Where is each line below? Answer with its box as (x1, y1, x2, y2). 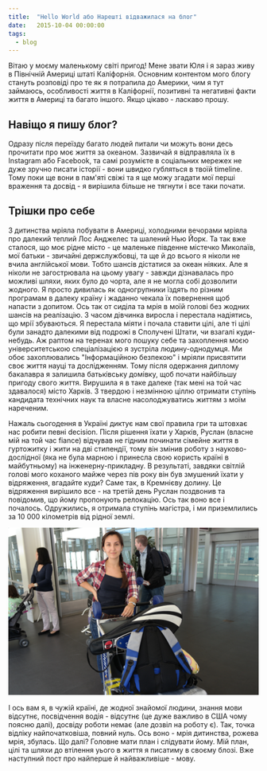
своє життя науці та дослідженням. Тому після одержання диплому (8, 361, 240, 370)
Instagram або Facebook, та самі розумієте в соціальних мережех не (8, 156, 242, 166)
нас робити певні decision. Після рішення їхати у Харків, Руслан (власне (8, 427, 253, 436)
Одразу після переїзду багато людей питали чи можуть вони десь (8, 139, 234, 149)
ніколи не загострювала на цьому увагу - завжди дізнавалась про (8, 268, 234, 277)
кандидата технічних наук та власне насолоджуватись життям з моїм (8, 394, 246, 404)
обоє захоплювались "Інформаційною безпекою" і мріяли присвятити (8, 352, 246, 362)
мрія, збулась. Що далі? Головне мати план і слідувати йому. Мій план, (8, 737, 250, 746)
